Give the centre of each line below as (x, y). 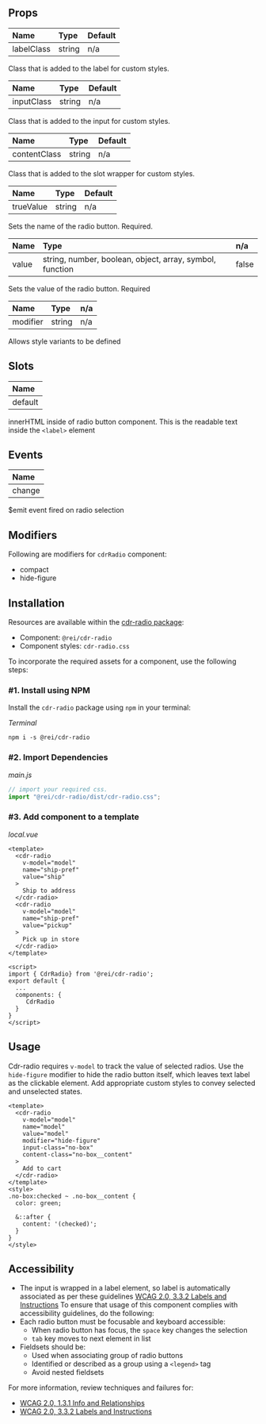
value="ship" (44, 876)
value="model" (46, 1133)
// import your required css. (58, 789)
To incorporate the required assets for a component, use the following (122, 661)
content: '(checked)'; (60, 1224)
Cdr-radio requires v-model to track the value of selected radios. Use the (126, 1066)
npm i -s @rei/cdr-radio (49, 737)
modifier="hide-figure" (62, 1141)
